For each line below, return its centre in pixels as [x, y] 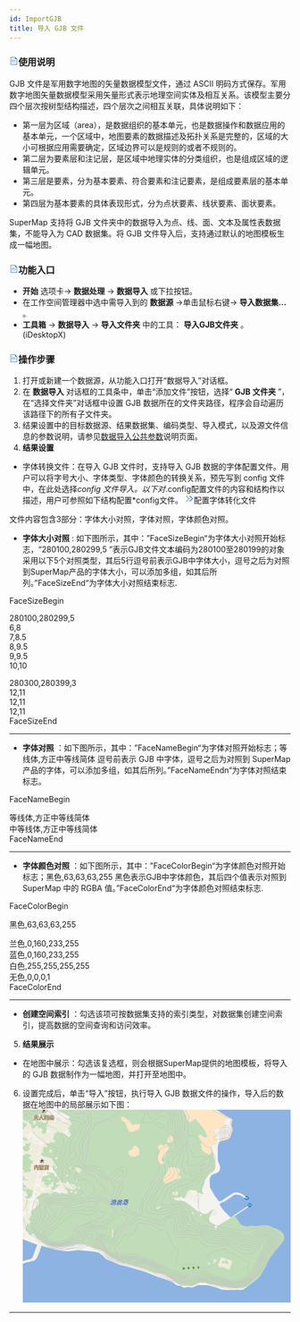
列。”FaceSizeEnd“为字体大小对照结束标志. [100, 583]
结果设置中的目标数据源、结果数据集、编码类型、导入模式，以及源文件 [151, 426]
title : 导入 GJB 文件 [47, 28]
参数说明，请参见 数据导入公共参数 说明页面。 [120, 436]
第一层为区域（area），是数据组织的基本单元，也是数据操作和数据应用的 [154, 124]
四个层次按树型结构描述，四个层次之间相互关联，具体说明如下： [126, 106]
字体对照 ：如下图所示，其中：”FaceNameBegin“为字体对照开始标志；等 [154, 748]
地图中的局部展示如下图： [85, 1105]
